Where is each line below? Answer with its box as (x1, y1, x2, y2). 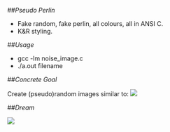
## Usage (7, 41, 34, 48)
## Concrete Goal (7, 75, 57, 84)
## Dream (7, 103, 35, 112)
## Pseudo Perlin (7, 6, 55, 14)
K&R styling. (17, 27, 53, 35)
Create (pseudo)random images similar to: (7, 90, 129, 98)
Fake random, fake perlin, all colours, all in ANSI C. (17, 20, 164, 27)
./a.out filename (17, 62, 63, 70)
